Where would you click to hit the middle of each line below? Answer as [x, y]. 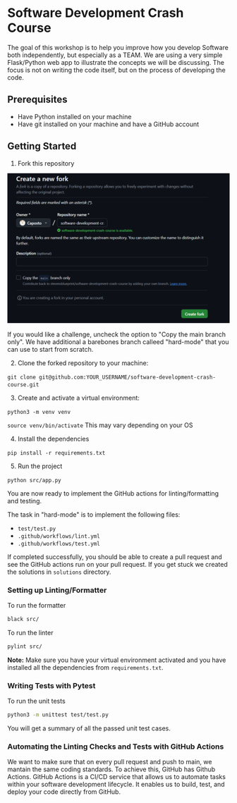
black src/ [23, 619]
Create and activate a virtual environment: [78, 398]
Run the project [40, 466]
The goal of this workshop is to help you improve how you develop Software [118, 47]
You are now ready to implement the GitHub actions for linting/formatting [113, 493]
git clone [22, 377]
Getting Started [42, 146]
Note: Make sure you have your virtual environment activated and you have [117, 660]
